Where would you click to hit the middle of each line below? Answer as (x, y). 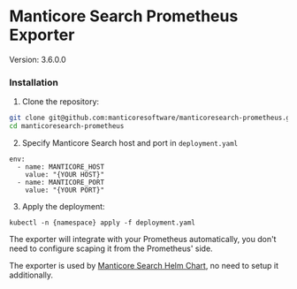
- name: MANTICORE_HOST (61, 167)
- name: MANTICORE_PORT (61, 182)
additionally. (31, 275)
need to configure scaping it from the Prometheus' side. (111, 248)
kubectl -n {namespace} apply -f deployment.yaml (103, 223)
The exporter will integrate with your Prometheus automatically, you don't (143, 239)
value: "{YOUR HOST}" (65, 174)
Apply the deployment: (63, 206)
